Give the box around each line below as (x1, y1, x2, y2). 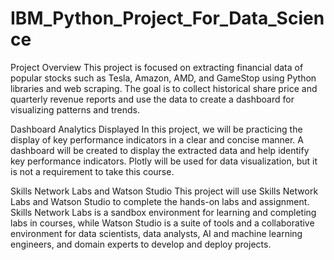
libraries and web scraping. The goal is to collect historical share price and (10, 82, 318, 94)
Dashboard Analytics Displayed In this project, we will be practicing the (10, 123, 303, 135)
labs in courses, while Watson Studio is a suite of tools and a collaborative (10, 217, 315, 229)
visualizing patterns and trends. (10, 103, 141, 116)
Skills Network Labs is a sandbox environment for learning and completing (10, 206, 317, 218)
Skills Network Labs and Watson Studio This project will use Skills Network (10, 185, 319, 197)
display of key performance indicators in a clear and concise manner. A (10, 133, 304, 146)
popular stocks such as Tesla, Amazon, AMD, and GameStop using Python (10, 72, 317, 84)
